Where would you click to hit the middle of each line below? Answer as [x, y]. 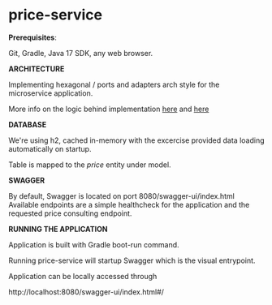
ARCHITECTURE [37, 69]
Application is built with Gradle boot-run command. [94, 244]
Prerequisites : [32, 37]
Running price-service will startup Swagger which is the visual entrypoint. [132, 260]
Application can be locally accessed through [83, 276]
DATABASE [28, 124]
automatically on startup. [50, 148]
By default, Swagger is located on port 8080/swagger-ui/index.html [122, 195]
